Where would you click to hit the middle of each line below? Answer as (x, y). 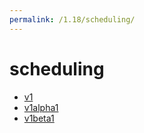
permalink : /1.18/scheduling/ (72, 19)
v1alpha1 (41, 107)
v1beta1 (39, 118)
